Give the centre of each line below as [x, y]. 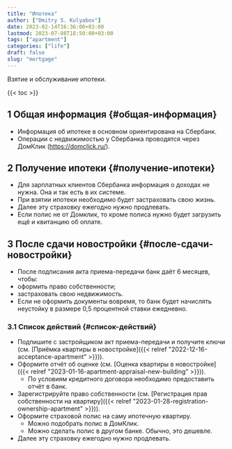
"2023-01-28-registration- [171, 402]
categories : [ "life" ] [39, 46]
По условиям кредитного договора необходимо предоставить [121, 379]
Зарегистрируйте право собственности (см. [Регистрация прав [112, 394]
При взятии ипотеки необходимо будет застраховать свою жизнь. [116, 200]
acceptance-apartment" [52, 357]
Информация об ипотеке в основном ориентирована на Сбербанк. [117, 131]
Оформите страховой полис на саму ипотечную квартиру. [104, 416]
